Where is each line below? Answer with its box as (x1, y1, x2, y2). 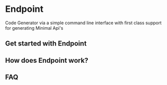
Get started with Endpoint (5, 40, 87, 48)
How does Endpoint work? (5, 56, 89, 65)
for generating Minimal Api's (5, 25, 63, 31)
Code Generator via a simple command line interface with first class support (5, 20, 162, 26)
